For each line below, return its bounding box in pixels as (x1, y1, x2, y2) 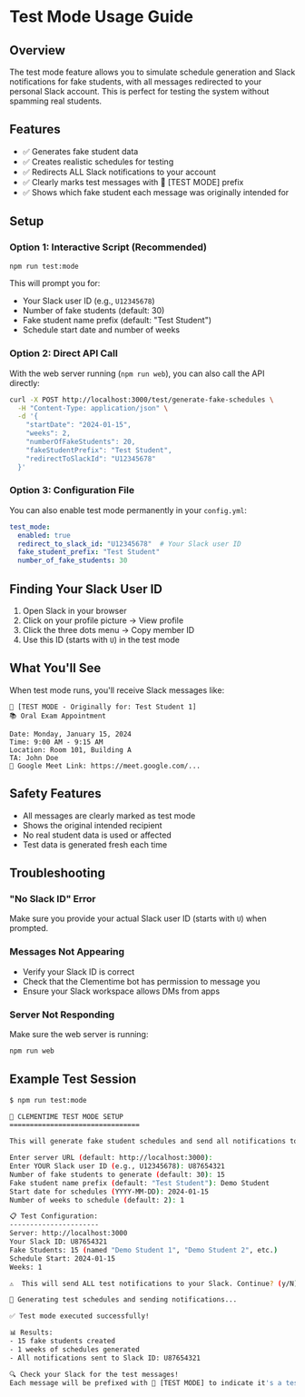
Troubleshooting (9, 866, 106, 881)
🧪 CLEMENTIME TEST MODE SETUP (9, 1112, 124, 1121)
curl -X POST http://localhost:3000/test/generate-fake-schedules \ (9, 395, 274, 404)
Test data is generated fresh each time (22, 838, 168, 850)
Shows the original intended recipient (22, 819, 162, 830)
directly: (9, 377, 41, 388)
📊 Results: (9, 1328, 54, 1337)
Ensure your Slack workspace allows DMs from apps (22, 986, 221, 996)
